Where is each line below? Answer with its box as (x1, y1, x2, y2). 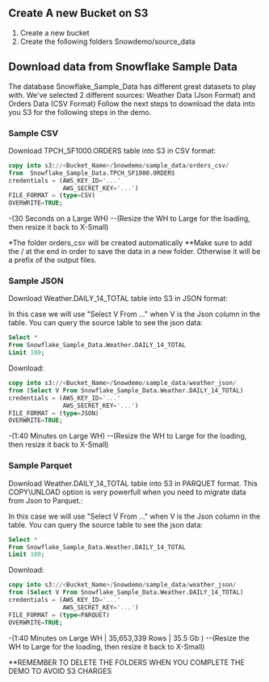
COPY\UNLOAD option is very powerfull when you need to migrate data (8, 487, 246, 497)
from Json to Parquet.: (8, 495, 83, 505)
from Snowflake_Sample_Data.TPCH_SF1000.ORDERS (8, 169, 175, 177)
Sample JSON (8, 275, 64, 286)
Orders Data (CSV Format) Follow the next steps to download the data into (8, 99, 256, 108)
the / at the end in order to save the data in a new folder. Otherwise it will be (8, 247, 261, 256)
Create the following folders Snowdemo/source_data (19, 36, 195, 46)
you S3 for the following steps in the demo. (8, 107, 152, 116)
